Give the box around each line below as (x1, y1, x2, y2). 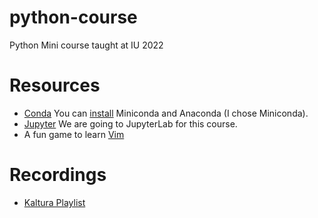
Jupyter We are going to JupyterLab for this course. (23, 117, 238, 130)
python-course (9, 6, 138, 29)
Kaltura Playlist (23, 196, 86, 208)
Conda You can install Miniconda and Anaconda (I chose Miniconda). (23, 107, 309, 119)
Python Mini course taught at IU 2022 (9, 39, 164, 51)
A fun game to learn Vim (23, 128, 125, 140)
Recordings (9, 164, 107, 186)
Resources (9, 74, 101, 97)
